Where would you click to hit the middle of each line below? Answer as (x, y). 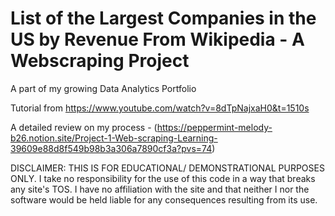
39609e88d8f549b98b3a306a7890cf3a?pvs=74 (111, 148)
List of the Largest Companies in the (163, 18)
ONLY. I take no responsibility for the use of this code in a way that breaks (163, 178)
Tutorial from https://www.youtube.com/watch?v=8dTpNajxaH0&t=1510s (160, 108)
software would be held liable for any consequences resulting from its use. (164, 199)
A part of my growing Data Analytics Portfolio (103, 88)
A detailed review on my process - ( (84, 127)
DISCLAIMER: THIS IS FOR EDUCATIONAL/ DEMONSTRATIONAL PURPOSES (167, 168)
